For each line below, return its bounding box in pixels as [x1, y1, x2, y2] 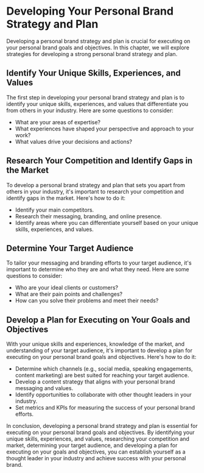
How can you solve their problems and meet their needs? [15, 297, 159, 304]
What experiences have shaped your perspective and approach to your [15, 125, 194, 132]
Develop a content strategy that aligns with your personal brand [15, 378, 175, 385]
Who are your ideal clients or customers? [15, 284, 119, 291]
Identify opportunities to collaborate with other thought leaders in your [15, 391, 192, 399]
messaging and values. [15, 385, 74, 392]
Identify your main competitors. [15, 206, 94, 213]
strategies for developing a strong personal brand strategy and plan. [6, 50, 178, 57]
